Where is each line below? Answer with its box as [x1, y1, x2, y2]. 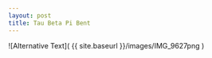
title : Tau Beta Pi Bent [8, 19, 91, 27]
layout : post [8, 11, 52, 20]
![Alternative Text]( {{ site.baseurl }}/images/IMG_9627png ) [8, 41, 205, 50]
